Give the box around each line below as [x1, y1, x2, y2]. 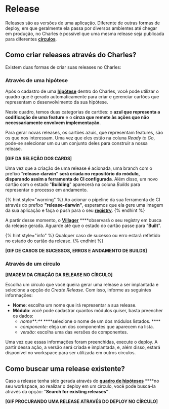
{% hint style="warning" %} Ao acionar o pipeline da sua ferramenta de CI [5, 197, 160, 203]
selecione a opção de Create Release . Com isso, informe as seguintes [5, 287, 152, 293]
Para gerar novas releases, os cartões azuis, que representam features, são [5, 130, 163, 136]
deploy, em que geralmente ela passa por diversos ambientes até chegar [5, 25, 157, 31]
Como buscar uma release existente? [5, 364, 125, 373]
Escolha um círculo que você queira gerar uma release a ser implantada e [5, 282, 159, 288]
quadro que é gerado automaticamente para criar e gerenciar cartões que [5, 94, 159, 100]
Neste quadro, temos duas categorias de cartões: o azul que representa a [5, 109, 160, 115]
